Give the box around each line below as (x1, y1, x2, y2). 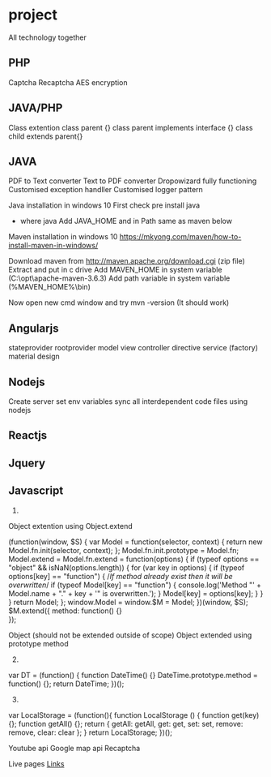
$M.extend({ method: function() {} (8, 606, 123, 616)
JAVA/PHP (8, 101, 63, 115)
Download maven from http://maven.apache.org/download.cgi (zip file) (8, 256, 245, 266)
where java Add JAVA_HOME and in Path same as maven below (19, 217, 233, 226)
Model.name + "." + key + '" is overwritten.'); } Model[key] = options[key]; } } (8, 588, 264, 598)
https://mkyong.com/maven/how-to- (119, 232, 242, 242)
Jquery (8, 456, 46, 470)
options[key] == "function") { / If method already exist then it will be (8, 571, 233, 581)
